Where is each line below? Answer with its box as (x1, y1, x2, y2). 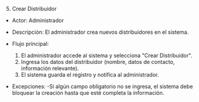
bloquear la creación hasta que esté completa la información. (11, 89, 165, 96)
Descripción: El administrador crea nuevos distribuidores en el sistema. (11, 28, 189, 36)
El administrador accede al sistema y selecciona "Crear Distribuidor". (21, 52, 193, 59)
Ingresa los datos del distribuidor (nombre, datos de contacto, (21, 59, 175, 65)
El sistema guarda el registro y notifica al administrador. (21, 71, 159, 78)
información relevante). (21, 65, 80, 72)
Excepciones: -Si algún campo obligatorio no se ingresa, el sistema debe (11, 83, 193, 90)
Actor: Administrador (11, 17, 65, 24)
